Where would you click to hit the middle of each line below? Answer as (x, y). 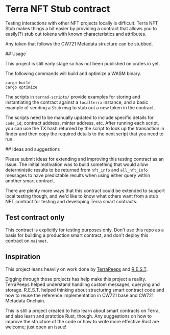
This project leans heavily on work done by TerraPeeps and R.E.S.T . (77, 269)
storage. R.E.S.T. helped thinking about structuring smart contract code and (85, 290)
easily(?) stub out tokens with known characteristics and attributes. (76, 34)
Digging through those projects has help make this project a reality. (76, 279)
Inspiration (23, 257)
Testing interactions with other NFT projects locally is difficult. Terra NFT (82, 23)
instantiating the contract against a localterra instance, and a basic (77, 102)
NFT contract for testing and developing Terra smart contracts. (71, 201)
